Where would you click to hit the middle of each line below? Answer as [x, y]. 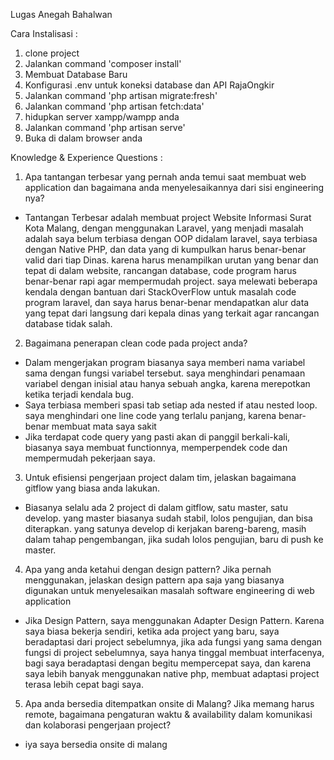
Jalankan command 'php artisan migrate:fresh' [121, 95]
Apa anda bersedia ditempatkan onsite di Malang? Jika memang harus [169, 703]
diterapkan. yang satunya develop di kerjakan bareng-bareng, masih [165, 528]
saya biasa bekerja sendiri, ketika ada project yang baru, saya [152, 631]
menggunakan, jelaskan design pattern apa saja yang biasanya [154, 580]
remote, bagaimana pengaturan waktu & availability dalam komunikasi [168, 714]
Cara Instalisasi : [44, 33]
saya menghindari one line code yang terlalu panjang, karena [150, 415]
